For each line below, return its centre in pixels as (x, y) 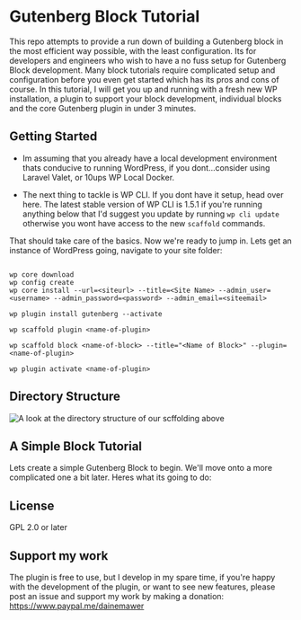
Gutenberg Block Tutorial (105, 17)
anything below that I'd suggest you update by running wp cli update (151, 214)
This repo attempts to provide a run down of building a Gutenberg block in (146, 41)
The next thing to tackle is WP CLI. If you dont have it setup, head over (153, 194)
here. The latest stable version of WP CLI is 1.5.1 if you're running (142, 204)
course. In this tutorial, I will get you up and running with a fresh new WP (143, 89)
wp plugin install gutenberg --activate (86, 314)
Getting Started (53, 137)
